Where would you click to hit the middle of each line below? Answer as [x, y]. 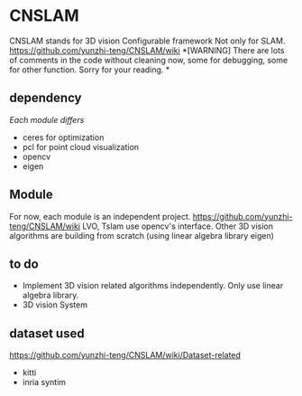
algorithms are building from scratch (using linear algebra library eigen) [142, 235]
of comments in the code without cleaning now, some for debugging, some [149, 60]
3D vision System [55, 305]
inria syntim [44, 382]
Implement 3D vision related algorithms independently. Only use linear [153, 286]
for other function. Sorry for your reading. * [90, 70]
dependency [46, 98]
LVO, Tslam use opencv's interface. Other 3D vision [178, 226]
